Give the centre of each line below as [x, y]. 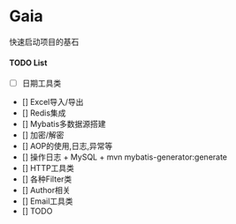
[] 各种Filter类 [47, 179]
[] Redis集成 [44, 113]
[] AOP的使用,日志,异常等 [67, 146]
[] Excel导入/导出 [53, 102]
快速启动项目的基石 [44, 41]
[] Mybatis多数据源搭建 [64, 124]
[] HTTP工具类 [48, 168]
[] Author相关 [46, 190]
